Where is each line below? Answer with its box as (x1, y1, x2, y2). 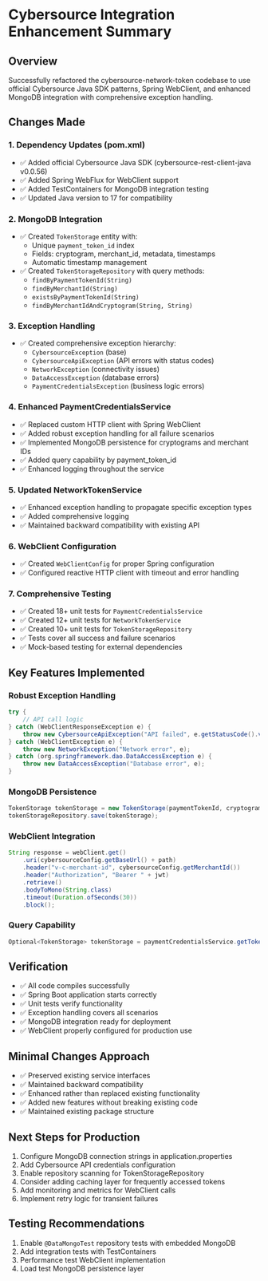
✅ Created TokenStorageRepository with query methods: (19, 266, 205, 275)
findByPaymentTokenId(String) (31, 276, 133, 284)
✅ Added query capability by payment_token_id (19, 455, 177, 465)
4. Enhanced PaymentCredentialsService (8, 401, 171, 413)
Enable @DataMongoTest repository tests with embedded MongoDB (19, 1238, 236, 1247)
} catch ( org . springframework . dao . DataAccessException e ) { (8, 753, 213, 761)
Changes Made (8, 116, 85, 129)
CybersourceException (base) (31, 347, 127, 357)
